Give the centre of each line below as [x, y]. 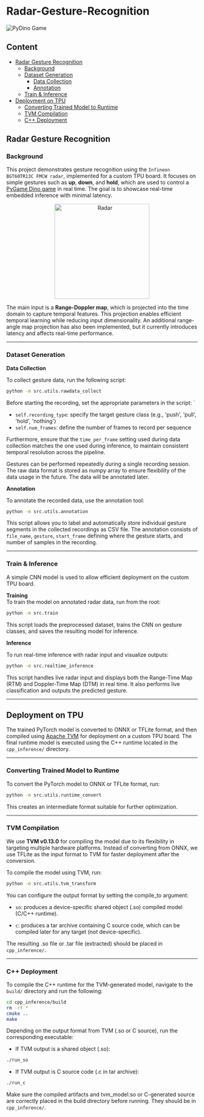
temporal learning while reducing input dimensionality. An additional [91, 320]
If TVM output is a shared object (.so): [63, 1049]
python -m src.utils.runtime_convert [54, 795]
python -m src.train [32, 613]
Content [22, 47]
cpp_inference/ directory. [38, 749]
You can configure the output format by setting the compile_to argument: [97, 895]
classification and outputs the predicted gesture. [67, 690]
